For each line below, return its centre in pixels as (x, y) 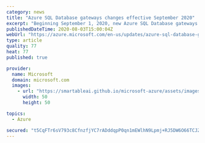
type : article (24, 40)
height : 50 (36, 103)
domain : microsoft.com (41, 80)
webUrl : (16, 35)
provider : (19, 68)
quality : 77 (21, 46)
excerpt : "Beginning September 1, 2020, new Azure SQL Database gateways (102, 23)
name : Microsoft (32, 74)
